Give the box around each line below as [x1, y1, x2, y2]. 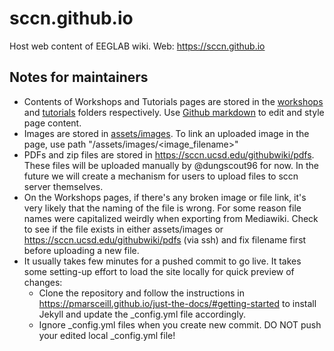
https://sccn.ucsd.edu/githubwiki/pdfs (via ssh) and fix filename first [23, 233, 307, 246]
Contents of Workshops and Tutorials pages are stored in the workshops [23, 95, 324, 107]
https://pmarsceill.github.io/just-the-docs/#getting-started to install [38, 297, 317, 309]
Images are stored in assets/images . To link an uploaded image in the [23, 127, 310, 139]
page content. [23, 117, 82, 129]
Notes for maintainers [9, 69, 149, 86]
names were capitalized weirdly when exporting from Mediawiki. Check [23, 212, 319, 224]
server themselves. [23, 180, 104, 192]
